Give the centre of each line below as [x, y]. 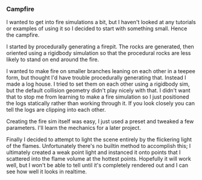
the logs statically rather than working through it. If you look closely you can [100, 103]
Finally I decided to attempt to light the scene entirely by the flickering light [99, 140]
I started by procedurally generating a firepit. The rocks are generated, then [100, 47]
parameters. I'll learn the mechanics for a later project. [74, 128]
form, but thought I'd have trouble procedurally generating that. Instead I [96, 78]
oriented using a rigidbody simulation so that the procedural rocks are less [99, 53]
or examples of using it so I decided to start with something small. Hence [97, 28]
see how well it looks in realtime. [47, 172]
